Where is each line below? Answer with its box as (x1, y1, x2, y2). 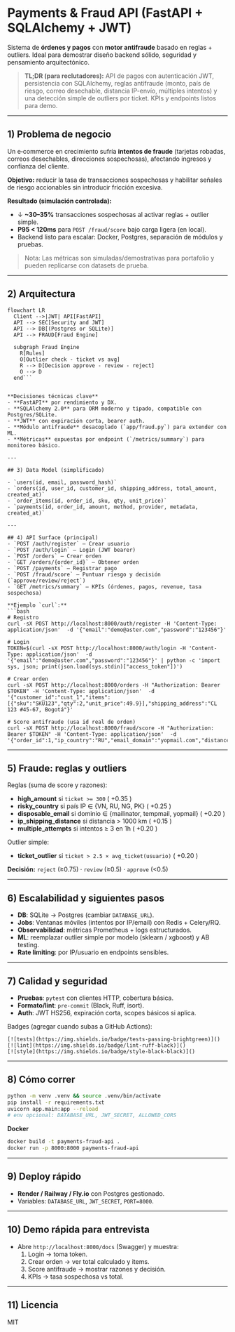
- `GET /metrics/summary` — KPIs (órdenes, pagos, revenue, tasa (7, 583, 201, 591)
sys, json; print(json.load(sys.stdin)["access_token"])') (7, 663, 183, 670)
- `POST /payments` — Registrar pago (7, 565, 117, 572)
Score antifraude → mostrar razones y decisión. (27, 1265, 166, 1273)
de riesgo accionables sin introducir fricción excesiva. (7, 183, 163, 191)
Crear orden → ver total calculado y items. (27, 1257, 150, 1265)
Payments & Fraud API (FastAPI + (7, 5, 204, 21)
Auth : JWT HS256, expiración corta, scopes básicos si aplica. (17, 1009, 197, 1017)
